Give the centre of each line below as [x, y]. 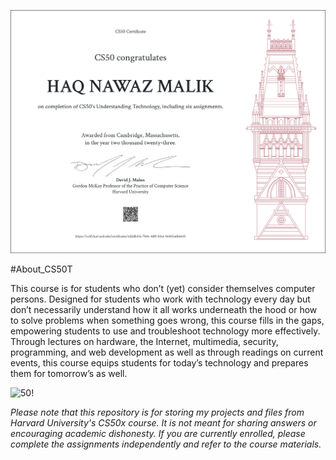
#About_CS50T [41, 269]
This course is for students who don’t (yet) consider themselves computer [163, 289]
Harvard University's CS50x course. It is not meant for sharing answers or [163, 423]
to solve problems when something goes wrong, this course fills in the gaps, [167, 321]
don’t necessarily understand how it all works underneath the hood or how [164, 310]
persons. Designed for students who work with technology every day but [160, 299]
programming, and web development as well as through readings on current [167, 352]
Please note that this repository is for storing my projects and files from [157, 412]
